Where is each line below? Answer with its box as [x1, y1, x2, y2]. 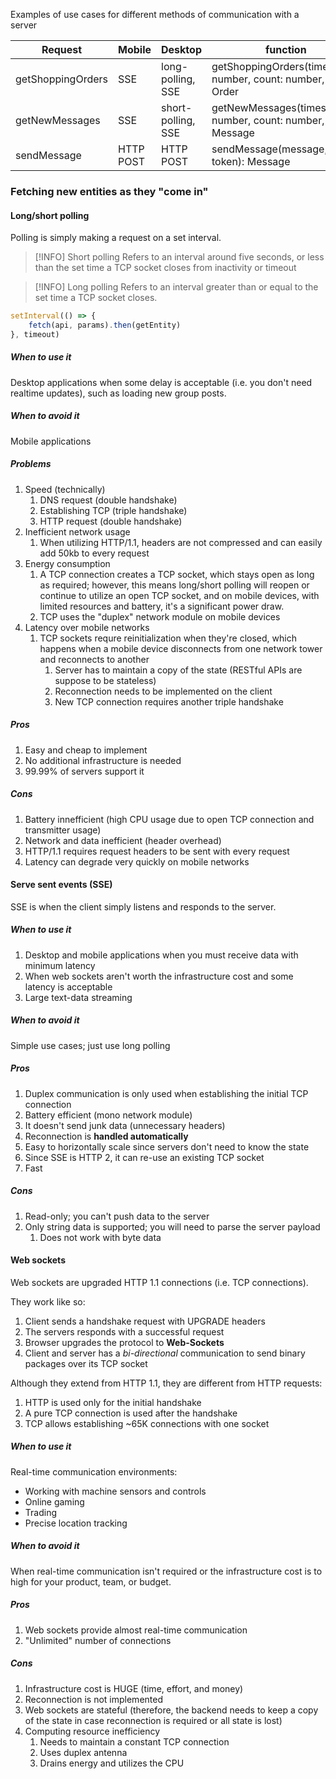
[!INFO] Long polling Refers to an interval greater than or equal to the [34, 281, 319, 293]
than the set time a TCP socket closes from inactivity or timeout [34, 262, 297, 274]
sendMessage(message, [211, 142, 328, 156]
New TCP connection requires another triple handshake [54, 695, 284, 708]
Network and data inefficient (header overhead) [24, 834, 222, 846]
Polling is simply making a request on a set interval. [10, 232, 222, 244]
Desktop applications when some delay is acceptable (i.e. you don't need [10, 376, 313, 388]
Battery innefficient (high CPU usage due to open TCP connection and [24, 813, 315, 825]
